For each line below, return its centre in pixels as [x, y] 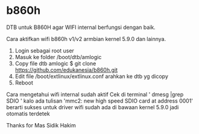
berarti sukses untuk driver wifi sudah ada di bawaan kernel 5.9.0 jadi [93, 107]
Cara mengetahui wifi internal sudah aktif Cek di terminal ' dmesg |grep [95, 94]
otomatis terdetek [28, 113]
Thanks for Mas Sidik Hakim [41, 125]
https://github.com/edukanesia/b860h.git [66, 69]
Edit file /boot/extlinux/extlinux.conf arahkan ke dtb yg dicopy [92, 76]
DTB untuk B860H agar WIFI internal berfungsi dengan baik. [81, 27]
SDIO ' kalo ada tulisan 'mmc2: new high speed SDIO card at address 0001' [100, 101]
